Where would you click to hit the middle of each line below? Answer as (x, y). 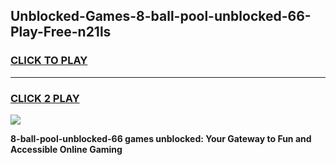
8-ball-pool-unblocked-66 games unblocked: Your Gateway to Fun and (161, 138)
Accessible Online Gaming (66, 149)
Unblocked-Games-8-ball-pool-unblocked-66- (161, 16)
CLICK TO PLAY (49, 61)
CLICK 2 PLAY (45, 98)
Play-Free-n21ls (61, 32)
